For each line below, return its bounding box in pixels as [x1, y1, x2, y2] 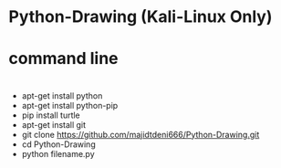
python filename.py [21, 148, 95, 159]
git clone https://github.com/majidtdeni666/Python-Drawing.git [21, 129, 260, 140]
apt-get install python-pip [21, 100, 119, 110]
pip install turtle [21, 110, 81, 121]
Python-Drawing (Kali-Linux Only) [8, 6, 273, 27]
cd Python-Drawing [21, 139, 97, 150]
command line [8, 48, 120, 69]
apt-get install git [21, 119, 87, 130]
